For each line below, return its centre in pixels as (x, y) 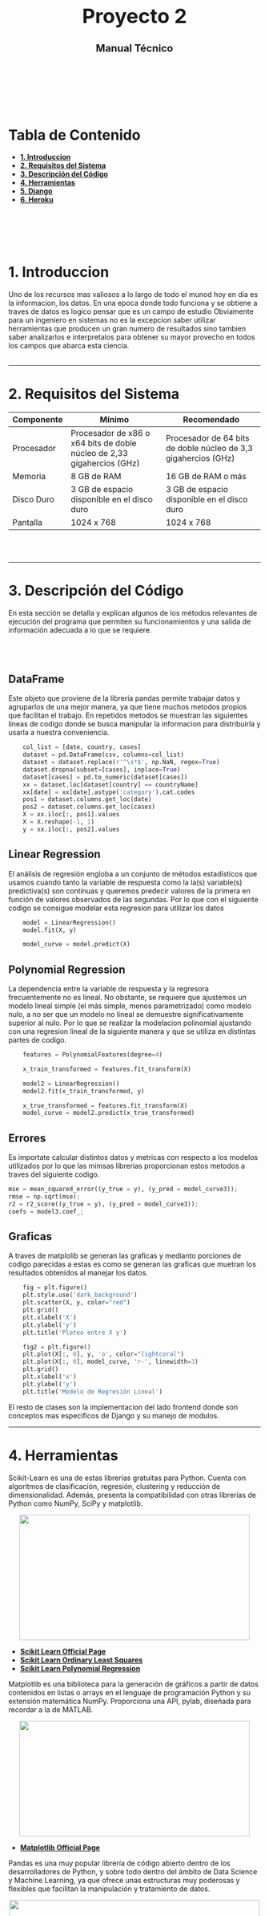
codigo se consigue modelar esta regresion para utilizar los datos (116, 908)
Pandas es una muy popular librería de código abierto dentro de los (119, 1863)
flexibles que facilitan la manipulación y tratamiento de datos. (109, 1889)
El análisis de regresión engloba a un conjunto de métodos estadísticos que (133, 873)
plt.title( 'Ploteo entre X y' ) (75, 1332)
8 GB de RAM (96, 476)
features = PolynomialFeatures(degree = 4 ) (92, 1055)
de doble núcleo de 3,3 (209, 448)
